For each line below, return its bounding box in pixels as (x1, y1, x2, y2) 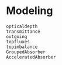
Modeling (6, 4, 53, 18)
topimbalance (6, 44, 38, 50)
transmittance (6, 28, 41, 35)
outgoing (6, 33, 27, 39)
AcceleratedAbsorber (6, 54, 57, 60)
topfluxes (6, 39, 30, 45)
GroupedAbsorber (6, 49, 46, 55)
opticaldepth (6, 23, 38, 29)
